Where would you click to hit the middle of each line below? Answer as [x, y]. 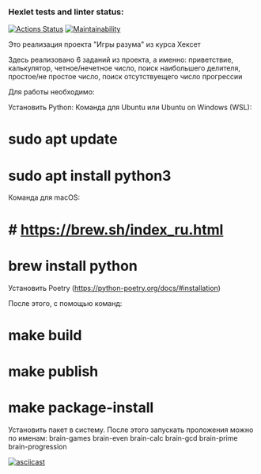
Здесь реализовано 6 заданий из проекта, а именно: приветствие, [121, 60]
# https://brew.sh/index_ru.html [116, 229]
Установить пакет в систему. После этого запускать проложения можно [131, 430]
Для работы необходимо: [51, 92]
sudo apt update [63, 139]
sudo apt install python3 [90, 176]
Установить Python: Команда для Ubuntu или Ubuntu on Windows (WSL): [130, 107]
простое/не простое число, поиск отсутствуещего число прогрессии [125, 77]
